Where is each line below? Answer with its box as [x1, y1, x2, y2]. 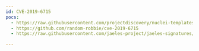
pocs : [5, 14, 19, 20]
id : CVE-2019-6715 [5, 8, 51, 15]
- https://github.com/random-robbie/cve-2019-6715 [11, 25, 139, 31]
